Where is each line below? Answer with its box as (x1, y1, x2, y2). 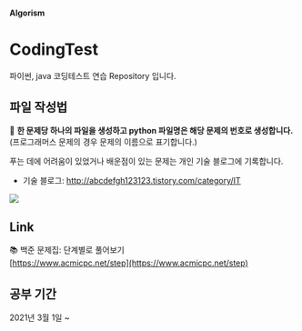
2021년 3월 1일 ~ (9, 312, 70, 323)
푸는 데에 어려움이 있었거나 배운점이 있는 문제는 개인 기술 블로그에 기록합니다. (9, 155, 284, 167)
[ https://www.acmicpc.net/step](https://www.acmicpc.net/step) (9, 257, 248, 268)
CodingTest (9, 39, 98, 59)
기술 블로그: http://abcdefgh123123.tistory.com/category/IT (22, 176, 241, 186)
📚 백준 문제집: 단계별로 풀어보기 (9, 245, 125, 256)
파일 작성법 (9, 99, 68, 115)
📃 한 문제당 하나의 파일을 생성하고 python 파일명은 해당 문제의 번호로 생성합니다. (9, 125, 294, 136)
